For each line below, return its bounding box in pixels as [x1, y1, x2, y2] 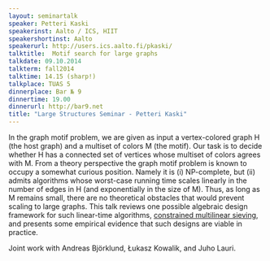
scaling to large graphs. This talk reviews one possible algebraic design [8, 202, 248, 211]
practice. [8, 228, 38, 237]
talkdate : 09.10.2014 [8, 58, 82, 66]
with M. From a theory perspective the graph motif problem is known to [8, 159, 247, 167]
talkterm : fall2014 [8, 65, 75, 73]
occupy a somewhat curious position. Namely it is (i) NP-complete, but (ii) [8, 167, 256, 176]
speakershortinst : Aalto [8, 34, 93, 43]
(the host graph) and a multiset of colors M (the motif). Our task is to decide [8, 141, 263, 150]
